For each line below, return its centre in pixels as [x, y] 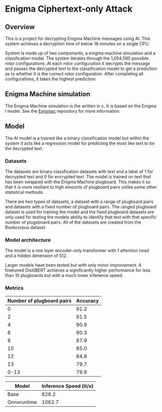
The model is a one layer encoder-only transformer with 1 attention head [77, 251]
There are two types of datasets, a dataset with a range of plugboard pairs [79, 201]
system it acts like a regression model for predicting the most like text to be [80, 143]
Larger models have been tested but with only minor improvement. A [73, 265]
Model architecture [28, 240]
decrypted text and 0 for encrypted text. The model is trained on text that [78, 176]
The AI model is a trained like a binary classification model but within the [77, 138]
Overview [20, 27]
